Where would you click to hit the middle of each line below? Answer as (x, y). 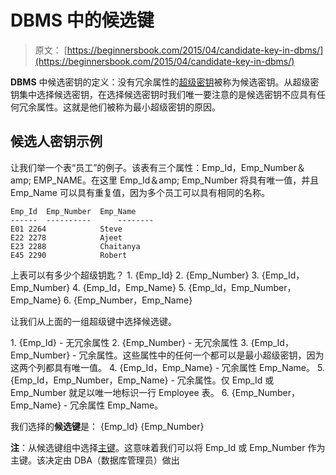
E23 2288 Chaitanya (75, 246)
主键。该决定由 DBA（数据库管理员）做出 (95, 460)
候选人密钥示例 (56, 141)
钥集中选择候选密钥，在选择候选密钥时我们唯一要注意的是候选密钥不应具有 (163, 94)
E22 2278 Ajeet (66, 237)
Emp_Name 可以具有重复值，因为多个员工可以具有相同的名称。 (140, 192)
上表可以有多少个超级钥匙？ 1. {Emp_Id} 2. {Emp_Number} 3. (135, 275)
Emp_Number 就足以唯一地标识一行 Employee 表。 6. (120, 392)
